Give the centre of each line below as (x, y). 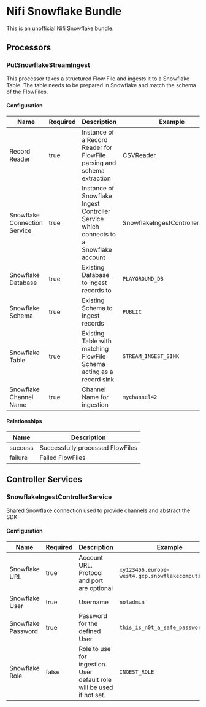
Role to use (95, 649)
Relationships (24, 421)
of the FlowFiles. (27, 92)
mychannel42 (140, 397)
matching (95, 348)
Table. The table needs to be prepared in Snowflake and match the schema (101, 85)
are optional (96, 588)
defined (90, 631)
